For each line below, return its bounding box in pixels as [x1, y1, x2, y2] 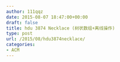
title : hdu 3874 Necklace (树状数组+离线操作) [6, 25, 115, 31]
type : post [6, 31, 33, 37]
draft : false [6, 19, 38, 25]
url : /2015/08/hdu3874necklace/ [6, 36, 85, 42]
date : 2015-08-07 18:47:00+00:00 [6, 14, 88, 20]
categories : [6, 42, 35, 48]
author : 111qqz [6, 8, 44, 15]
